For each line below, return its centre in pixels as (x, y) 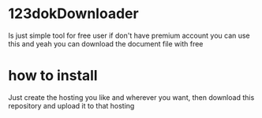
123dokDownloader (74, 14)
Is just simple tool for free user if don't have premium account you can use (129, 35)
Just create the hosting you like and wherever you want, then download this (131, 97)
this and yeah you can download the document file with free (106, 43)
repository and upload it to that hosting (71, 105)
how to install (53, 76)
